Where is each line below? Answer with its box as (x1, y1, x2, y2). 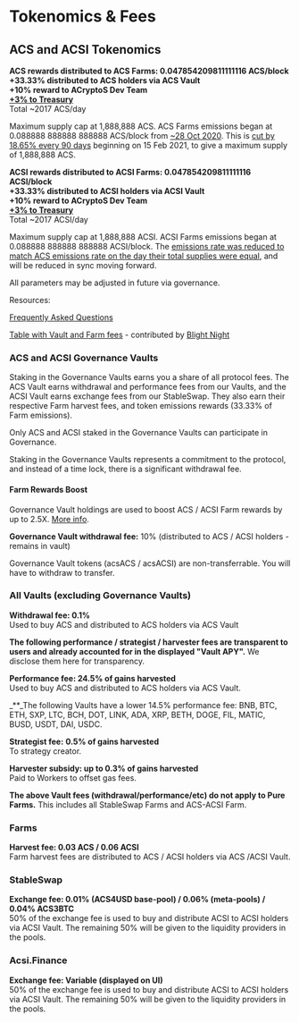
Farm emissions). (9, 410, 73, 421)
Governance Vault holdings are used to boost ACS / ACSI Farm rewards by (9, 503, 283, 515)
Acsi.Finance (9, 954, 68, 967)
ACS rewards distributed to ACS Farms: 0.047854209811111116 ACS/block (9, 65, 289, 76)
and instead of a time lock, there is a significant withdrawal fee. (9, 463, 243, 475)
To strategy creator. (9, 745, 82, 757)
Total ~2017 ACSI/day (9, 215, 89, 224)
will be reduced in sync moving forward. (9, 260, 157, 270)
